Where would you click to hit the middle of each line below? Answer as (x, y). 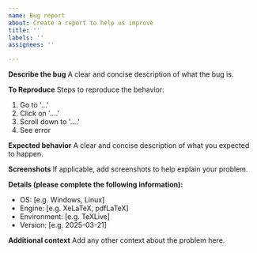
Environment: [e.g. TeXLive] (65, 217)
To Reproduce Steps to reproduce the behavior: (86, 90)
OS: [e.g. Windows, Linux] (62, 200)
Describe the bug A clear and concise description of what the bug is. (121, 74)
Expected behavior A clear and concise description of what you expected (129, 145)
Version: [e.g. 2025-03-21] (63, 225)
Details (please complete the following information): (96, 185)
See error (35, 130)
